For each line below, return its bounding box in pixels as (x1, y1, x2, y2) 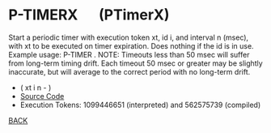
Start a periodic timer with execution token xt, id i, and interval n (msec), (8, 32, 249, 42)
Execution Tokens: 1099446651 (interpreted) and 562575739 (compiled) (19, 100, 261, 109)
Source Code (19, 91, 65, 101)
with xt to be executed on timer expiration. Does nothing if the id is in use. (8, 41, 254, 50)
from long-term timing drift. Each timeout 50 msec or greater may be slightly (8, 58, 263, 68)
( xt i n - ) (19, 83, 52, 92)
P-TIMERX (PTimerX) (8, 6, 170, 24)
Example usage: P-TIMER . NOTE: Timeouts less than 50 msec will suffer (8, 49, 250, 59)
